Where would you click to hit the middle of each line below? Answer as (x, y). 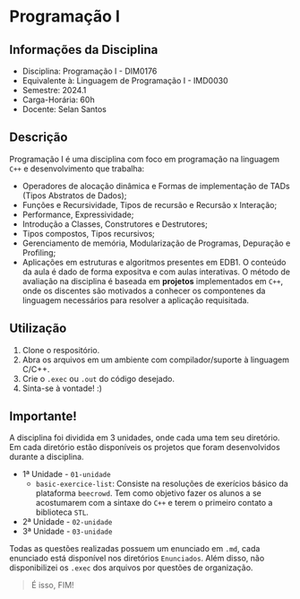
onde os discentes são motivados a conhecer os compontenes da (144, 291)
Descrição (39, 138)
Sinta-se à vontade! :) (62, 388)
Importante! (43, 417)
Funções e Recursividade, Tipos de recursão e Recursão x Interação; (150, 204)
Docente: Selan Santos (64, 109)
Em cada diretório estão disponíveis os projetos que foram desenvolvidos (145, 447)
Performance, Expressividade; (78, 214)
